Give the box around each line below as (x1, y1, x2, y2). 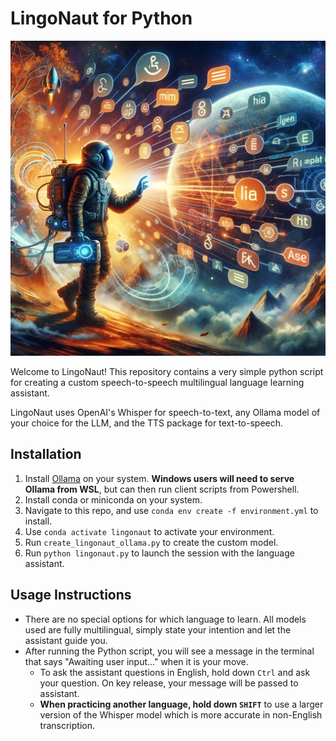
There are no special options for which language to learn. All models (24, 613, 307, 625)
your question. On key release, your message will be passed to (39, 677, 299, 689)
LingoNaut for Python (10, 7, 193, 30)
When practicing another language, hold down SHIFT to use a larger (39, 698, 324, 710)
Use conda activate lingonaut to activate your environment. (24, 525, 275, 537)
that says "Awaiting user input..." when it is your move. (24, 655, 249, 667)
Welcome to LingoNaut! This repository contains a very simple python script (10, 365, 324, 377)
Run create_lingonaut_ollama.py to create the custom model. (24, 536, 279, 548)
